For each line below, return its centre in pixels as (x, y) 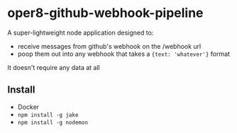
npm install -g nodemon (53, 122)
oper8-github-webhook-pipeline (105, 13)
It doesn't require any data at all (54, 67)
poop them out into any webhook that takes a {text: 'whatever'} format (124, 54)
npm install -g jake (48, 115)
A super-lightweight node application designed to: (81, 33)
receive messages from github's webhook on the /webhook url (109, 46)
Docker (28, 107)
